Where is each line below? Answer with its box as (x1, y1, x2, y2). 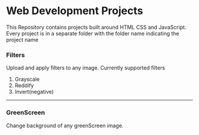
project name (6, 36, 38, 43)
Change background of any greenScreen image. (6, 122, 124, 129)
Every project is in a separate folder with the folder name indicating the (6, 29, 179, 37)
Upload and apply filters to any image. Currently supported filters (6, 64, 165, 71)
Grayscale (14, 75, 40, 83)
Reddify (14, 82, 34, 89)
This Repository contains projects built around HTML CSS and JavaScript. (6, 24, 187, 31)
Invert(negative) (14, 88, 54, 96)
